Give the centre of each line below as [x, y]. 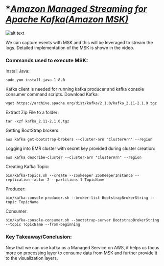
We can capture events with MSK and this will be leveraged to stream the [79, 42]
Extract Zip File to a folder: [32, 112]
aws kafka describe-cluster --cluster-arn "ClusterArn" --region [73, 158]
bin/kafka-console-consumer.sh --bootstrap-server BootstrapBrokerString [82, 220]
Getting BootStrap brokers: [33, 130]
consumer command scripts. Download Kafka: [52, 95]
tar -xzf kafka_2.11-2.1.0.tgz [37, 121]
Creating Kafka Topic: [27, 167]
